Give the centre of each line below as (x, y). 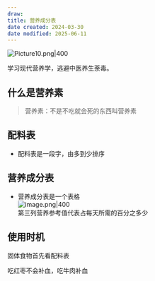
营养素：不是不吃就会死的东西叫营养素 (80, 111)
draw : (15, 14)
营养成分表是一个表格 (48, 196)
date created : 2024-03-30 (45, 27)
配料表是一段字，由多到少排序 (61, 153)
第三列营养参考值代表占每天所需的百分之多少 (83, 213)
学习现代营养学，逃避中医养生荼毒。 (60, 68)
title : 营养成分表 (32, 20)
